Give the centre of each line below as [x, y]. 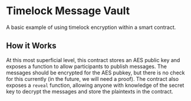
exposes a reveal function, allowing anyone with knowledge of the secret [95, 85]
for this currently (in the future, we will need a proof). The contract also [92, 79]
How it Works [31, 46]
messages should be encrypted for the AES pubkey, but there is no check [95, 73]
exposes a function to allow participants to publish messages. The [86, 66]
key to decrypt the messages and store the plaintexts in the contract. [90, 91]
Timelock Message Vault [68, 11]
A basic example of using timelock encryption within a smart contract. [91, 27]
